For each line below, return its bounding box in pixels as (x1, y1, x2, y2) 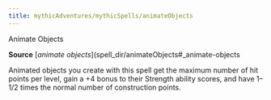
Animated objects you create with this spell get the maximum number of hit (8, 65, 259, 75)
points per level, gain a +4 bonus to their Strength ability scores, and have (8, 73, 255, 83)
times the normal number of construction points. (19, 82, 182, 92)
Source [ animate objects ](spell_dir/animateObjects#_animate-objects (8, 49, 240, 59)
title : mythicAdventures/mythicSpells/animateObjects (8, 11, 194, 20)
